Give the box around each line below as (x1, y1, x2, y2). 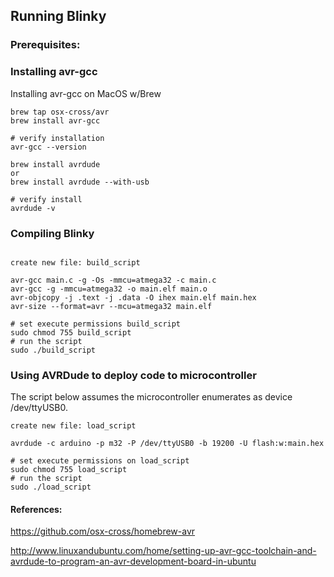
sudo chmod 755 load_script (10, 465, 128, 475)
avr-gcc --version (10, 142, 87, 152)
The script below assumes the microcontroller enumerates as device (10, 391, 293, 403)
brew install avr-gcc (10, 115, 101, 126)
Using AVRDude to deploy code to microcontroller (10, 368, 257, 382)
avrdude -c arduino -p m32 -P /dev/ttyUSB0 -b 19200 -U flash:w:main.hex (10, 439, 325, 449)
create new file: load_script (10, 421, 137, 431)
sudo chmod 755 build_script (10, 327, 132, 338)
